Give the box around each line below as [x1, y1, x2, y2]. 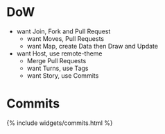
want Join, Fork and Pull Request [16, 27, 111, 35]
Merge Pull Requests [26, 56, 87, 65]
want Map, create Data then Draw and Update [26, 42, 159, 50]
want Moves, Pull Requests [26, 34, 105, 42]
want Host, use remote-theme [16, 49, 103, 58]
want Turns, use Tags [26, 64, 89, 72]
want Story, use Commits [26, 71, 99, 80]
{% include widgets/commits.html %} [6, 119, 114, 127]
